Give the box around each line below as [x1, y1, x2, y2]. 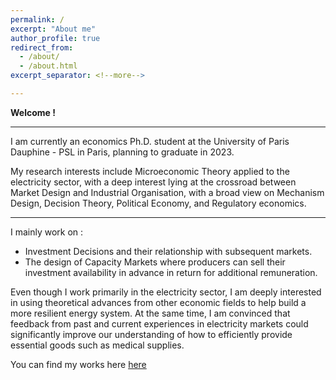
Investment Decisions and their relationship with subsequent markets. [24, 245, 313, 257]
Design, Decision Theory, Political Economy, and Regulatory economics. [10, 197, 307, 209]
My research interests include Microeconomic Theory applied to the [10, 165, 290, 177]
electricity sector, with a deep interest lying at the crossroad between [10, 176, 297, 188]
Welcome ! [10, 106, 56, 118]
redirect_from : [10, 42, 74, 53]
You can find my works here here [10, 358, 147, 370]
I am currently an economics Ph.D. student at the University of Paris [10, 135, 290, 147]
